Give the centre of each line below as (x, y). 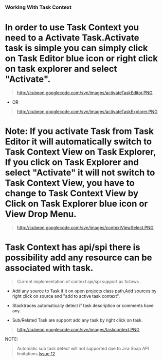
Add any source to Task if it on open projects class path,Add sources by (84, 291)
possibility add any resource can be (79, 257)
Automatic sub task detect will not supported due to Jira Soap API (83, 348)
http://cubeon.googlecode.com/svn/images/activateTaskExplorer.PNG (87, 112)
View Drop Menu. (41, 214)
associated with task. (49, 268)
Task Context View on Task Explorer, (81, 152)
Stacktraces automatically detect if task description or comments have (83, 305)
